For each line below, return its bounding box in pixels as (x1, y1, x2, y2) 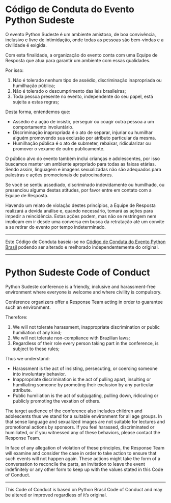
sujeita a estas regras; (12, 98, 60, 105)
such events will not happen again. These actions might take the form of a (5, 455, 160, 462)
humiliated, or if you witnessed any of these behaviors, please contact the (5, 429, 160, 435)
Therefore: (5, 314, 28, 320)
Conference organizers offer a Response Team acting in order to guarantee (5, 299, 163, 305)
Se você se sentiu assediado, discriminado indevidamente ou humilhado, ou (5, 181, 165, 188)
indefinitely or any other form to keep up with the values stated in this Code (5, 466, 164, 472)
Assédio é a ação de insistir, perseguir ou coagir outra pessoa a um (12, 118, 154, 124)
